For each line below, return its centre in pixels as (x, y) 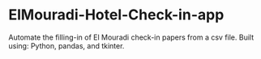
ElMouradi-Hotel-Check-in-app (116, 15)
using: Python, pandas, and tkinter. (66, 45)
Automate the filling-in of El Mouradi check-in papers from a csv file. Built (131, 37)
